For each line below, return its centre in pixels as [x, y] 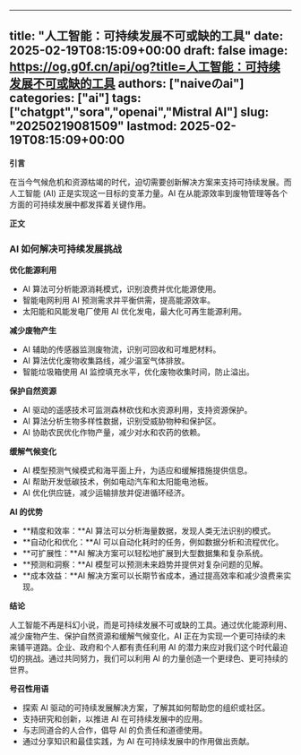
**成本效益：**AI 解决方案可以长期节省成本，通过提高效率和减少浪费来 [153, 576]
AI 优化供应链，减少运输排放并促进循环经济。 [106, 493]
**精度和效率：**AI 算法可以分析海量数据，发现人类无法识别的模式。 [149, 531]
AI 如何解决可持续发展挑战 [66, 249]
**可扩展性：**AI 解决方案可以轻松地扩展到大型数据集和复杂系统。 [145, 553]
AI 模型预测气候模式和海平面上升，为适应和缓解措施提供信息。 [137, 470]
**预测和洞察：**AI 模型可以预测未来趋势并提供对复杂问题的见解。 [145, 564]
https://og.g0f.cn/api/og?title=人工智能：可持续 [145, 67]
